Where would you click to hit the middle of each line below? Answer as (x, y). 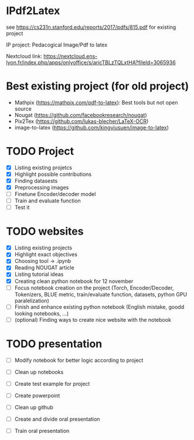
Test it (22, 208)
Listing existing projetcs (43, 167)
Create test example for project (52, 384)
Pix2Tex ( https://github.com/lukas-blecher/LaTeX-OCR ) (81, 121)
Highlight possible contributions (53, 174)
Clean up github (34, 407)
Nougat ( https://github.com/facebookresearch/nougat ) (81, 115)
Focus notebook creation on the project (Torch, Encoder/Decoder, (94, 288)
